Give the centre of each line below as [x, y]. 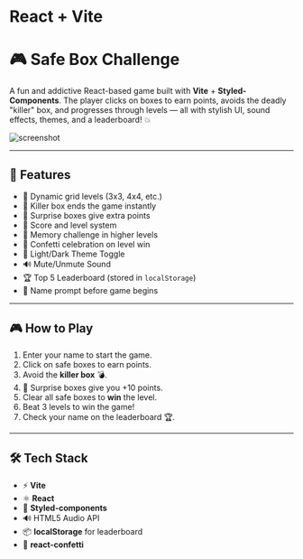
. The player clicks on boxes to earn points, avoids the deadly [172, 100]
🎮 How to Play [51, 328]
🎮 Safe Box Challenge [95, 60]
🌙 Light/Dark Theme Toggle [73, 254]
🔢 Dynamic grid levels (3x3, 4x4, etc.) [92, 196]
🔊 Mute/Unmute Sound [66, 264]
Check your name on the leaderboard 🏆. [99, 416]
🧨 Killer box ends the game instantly [89, 206]
